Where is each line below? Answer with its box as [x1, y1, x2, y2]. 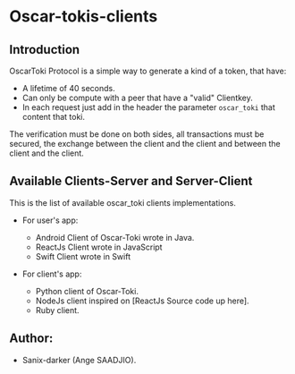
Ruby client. [35, 304, 80, 315]
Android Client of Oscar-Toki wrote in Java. [35, 232, 195, 242]
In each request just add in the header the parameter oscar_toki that [21, 102, 275, 113]
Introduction [9, 42, 80, 57]
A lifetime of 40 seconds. [21, 83, 115, 93]
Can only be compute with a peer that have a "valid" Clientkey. [21, 92, 253, 103]
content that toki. [21, 112, 86, 122]
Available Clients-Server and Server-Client [9, 174, 253, 189]
